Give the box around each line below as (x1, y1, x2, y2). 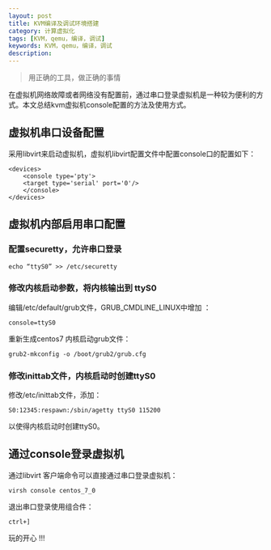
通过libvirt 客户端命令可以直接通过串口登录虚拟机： (8, 470, 178, 480)
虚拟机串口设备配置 (8, 126, 104, 140)
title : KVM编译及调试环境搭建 (8, 19, 100, 27)
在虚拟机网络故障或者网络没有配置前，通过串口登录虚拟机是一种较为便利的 (8, 90, 256, 99)
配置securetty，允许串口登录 (8, 243, 122, 255)
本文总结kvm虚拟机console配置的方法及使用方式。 (22, 100, 191, 109)
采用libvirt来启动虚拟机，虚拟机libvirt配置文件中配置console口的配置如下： (8, 149, 256, 159)
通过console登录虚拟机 (8, 447, 125, 461)
